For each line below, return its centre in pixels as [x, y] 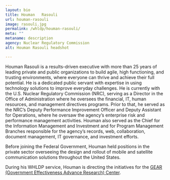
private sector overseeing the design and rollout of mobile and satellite [79, 152]
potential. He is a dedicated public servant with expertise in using [74, 83]
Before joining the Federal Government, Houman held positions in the [77, 146]
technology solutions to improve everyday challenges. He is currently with [83, 88]
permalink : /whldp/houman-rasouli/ [43, 29]
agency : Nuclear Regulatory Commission [47, 43]
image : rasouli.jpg [26, 24]
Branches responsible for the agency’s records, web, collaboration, [75, 131]
